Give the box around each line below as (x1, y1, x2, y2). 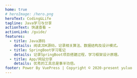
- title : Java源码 (9, 39, 46, 44)
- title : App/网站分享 (9, 57, 53, 62)
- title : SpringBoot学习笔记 (9, 47, 66, 52)
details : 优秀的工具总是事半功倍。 (14, 61, 77, 66)
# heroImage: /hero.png (5, 12, 54, 16)
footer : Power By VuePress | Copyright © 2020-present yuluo (5, 66, 133, 71)
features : (5, 34, 25, 39)
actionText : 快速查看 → (5, 25, 50, 30)
